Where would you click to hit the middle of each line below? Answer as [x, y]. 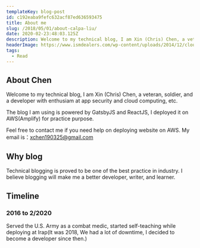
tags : [13, 51]
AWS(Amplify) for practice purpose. [50, 119]
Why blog [24, 156]
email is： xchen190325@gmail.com [50, 137]
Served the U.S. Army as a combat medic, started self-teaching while [91, 226]
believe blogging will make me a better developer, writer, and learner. [91, 177]
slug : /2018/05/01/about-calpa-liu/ [51, 28]
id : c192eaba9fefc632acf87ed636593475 [54, 17]
